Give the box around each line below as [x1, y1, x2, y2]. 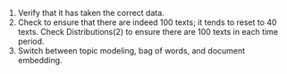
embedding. [17, 55, 63, 65]
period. [17, 36, 45, 46]
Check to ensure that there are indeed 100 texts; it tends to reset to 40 [17, 17, 277, 28]
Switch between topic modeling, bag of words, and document [17, 45, 246, 56]
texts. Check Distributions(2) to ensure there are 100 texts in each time [17, 27, 279, 37]
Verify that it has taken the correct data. [17, 8, 165, 18]
